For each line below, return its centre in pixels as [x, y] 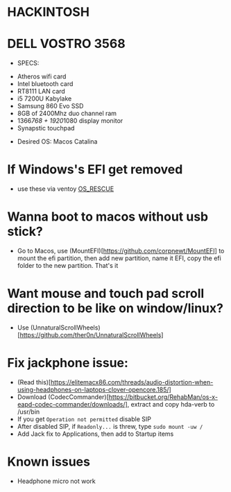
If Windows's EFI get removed [95, 170]
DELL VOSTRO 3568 [67, 44]
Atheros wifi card [42, 76]
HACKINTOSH [49, 12]
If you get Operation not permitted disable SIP [84, 419]
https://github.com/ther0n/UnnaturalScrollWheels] [92, 334]
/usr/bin [28, 412]
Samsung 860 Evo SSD [50, 106]
